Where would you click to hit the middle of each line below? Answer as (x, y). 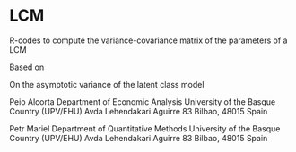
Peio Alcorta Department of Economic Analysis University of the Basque (143, 101)
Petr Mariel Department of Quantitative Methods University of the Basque (145, 128)
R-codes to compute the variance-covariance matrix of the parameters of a (148, 40)
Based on (27, 67)
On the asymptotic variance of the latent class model (107, 84)
